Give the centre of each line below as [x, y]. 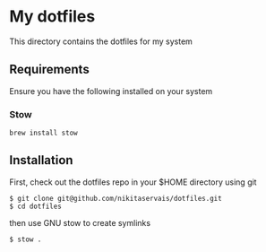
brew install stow [43, 133]
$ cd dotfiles [36, 206]
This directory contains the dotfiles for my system [101, 41]
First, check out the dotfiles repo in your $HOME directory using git [133, 182]
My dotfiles [52, 17]
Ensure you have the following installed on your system [111, 91]
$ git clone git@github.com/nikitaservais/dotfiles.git [116, 198]
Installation [41, 160]
